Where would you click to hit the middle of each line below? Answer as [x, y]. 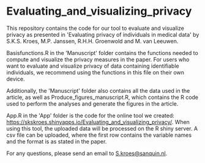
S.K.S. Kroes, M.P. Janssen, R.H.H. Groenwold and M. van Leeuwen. [92, 41]
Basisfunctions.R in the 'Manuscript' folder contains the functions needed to [102, 53]
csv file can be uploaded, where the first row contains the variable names [99, 135]
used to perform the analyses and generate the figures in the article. [92, 103]
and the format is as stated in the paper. [57, 141]
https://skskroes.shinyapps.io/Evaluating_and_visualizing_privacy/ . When [98, 122]
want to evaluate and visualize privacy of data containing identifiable [93, 66]
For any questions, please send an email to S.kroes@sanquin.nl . [87, 153]
